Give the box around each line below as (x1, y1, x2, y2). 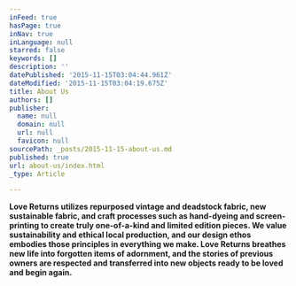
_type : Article (9, 169, 66, 178)
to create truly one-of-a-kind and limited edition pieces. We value (40, 220, 287, 231)
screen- (255, 211, 286, 221)
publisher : (9, 104, 50, 112)
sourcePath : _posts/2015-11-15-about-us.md (9, 144, 173, 153)
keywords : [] (9, 54, 58, 63)
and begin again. (9, 267, 73, 278)
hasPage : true (9, 21, 62, 30)
